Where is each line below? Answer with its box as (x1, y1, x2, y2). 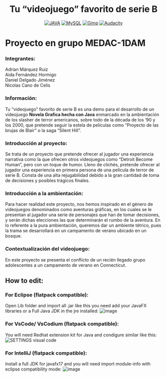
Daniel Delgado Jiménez (5, 77, 55, 83)
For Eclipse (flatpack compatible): (5, 291, 88, 298)
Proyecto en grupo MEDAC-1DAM (5, 37, 146, 49)
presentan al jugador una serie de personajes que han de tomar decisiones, (5, 212, 160, 218)
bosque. (5, 233, 22, 239)
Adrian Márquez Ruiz (5, 66, 48, 73)
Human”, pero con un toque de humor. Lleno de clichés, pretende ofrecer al (5, 162, 160, 168)
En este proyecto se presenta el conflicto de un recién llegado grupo (5, 256, 146, 262)
